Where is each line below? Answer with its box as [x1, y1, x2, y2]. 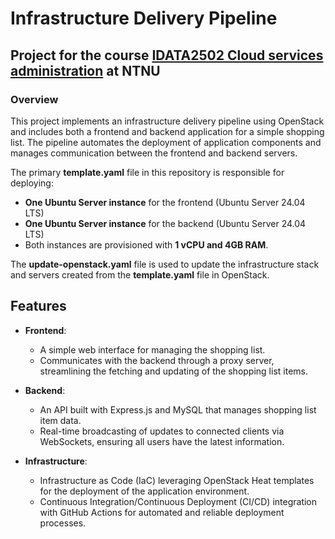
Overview [10, 92, 59, 106]
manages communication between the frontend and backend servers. [10, 147, 298, 159]
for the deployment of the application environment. [39, 485, 250, 497]
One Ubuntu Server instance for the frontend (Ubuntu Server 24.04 [24, 196, 306, 208]
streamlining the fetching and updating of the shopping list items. [39, 365, 308, 377]
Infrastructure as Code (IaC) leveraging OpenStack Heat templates [39, 474, 315, 486]
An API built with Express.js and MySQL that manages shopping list [39, 403, 317, 416]
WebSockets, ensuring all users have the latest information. [39, 435, 285, 447]
